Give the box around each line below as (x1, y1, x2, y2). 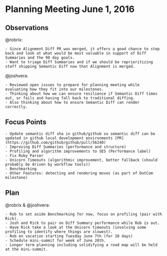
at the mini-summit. (5, 246, 48, 251)
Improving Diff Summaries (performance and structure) (9, 144, 126, 149)
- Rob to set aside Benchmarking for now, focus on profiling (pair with (5, 211, 162, 216)
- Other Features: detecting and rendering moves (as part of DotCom (5, 170, 153, 176)
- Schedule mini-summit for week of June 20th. (5, 238, 106, 243)
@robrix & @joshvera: (5, 202, 50, 208)
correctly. (5, 104, 28, 109)
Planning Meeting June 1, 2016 (5, 4, 135, 15)
